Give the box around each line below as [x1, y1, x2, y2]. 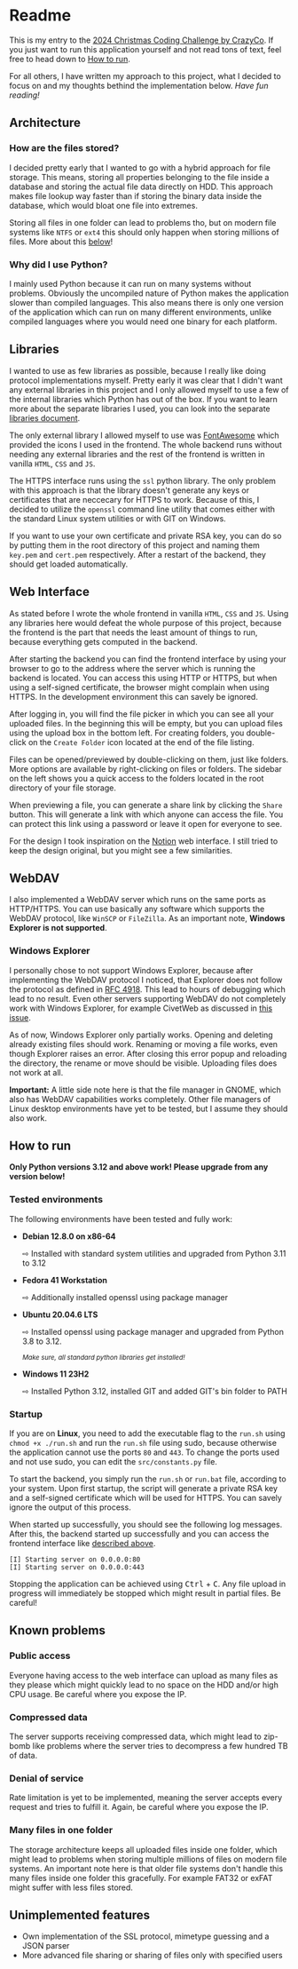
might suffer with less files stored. [9, 1882, 133, 1893]
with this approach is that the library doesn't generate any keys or [9, 485, 250, 496]
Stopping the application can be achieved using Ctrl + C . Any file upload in [9, 1578, 286, 1590]
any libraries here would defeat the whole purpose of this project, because [9, 617, 282, 628]
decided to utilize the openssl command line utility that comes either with [9, 504, 276, 514]
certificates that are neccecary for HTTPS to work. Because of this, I [9, 494, 260, 504]
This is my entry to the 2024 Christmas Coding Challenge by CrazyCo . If [9, 35, 274, 45]
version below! [9, 1171, 66, 1182]
